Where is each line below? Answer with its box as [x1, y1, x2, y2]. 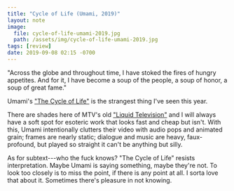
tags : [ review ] [7, 43, 52, 50]
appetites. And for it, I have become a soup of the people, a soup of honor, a [7, 76, 228, 84]
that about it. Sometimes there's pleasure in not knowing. [7, 176, 172, 184]
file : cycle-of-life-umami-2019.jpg [13, 29, 121, 37]
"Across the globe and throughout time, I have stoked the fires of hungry [7, 68, 216, 77]
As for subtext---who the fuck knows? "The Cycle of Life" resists [7, 153, 195, 162]
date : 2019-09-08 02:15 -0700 [7, 50, 96, 57]
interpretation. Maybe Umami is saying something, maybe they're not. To [7, 161, 217, 169]
